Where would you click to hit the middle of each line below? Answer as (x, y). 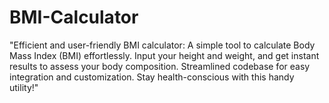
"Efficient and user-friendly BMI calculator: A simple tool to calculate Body (162, 45)
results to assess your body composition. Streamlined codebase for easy (160, 66)
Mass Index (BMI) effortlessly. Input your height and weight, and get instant (164, 55)
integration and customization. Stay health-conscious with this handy (152, 77)
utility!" (24, 87)
